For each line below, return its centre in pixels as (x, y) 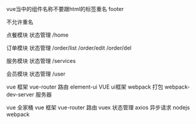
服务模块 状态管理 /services (41, 61)
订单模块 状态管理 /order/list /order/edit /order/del (69, 48)
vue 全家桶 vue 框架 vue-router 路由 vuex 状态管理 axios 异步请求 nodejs (98, 108)
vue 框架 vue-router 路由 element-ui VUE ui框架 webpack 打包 (85, 87)
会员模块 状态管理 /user (36, 74)
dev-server (21, 94)
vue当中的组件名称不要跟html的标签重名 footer (65, 9)
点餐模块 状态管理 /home (38, 35)
